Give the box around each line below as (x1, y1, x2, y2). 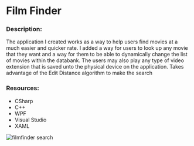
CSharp (14, 97, 33, 104)
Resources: (6, 84, 39, 92)
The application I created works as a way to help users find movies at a (6, 38, 178, 45)
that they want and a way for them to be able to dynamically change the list (6, 51, 188, 58)
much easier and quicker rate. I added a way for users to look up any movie (6, 45, 189, 52)
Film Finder (6, 4, 62, 18)
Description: (6, 25, 42, 33)
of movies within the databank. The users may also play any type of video (6, 57, 185, 64)
